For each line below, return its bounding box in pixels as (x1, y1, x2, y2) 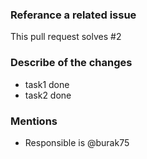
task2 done (24, 89, 72, 101)
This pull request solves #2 (10, 31, 122, 43)
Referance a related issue (10, 8, 137, 22)
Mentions (10, 114, 58, 128)
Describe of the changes (10, 56, 133, 70)
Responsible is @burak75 (24, 136, 130, 148)
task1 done (24, 78, 70, 90)
